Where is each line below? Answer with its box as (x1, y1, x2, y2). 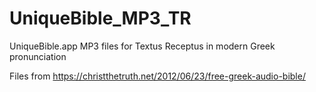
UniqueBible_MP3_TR (9, 7, 192, 30)
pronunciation (9, 50, 67, 62)
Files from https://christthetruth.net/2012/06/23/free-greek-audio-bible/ (9, 70, 306, 82)
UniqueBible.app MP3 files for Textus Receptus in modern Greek (9, 40, 276, 52)
